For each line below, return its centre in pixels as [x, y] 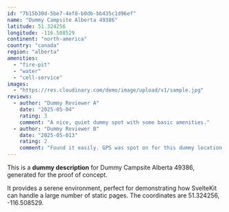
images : [18, 84]
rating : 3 [34, 116]
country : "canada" [33, 45]
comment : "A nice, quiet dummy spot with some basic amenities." [115, 122]
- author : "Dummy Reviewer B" [56, 129]
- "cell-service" [38, 77]
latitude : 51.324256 [37, 26]
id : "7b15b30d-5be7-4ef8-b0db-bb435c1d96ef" [72, 13]
